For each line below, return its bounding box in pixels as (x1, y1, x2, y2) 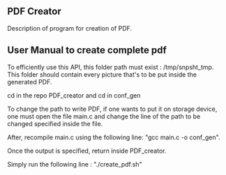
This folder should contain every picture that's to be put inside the (7, 70, 197, 79)
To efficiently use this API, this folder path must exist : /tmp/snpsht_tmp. (7, 63, 214, 71)
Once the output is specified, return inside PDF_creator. (7, 146, 167, 155)
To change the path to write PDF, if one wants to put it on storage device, (7, 105, 218, 113)
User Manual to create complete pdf (7, 45, 167, 56)
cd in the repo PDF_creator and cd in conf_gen (7, 91, 141, 100)
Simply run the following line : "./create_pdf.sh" (7, 160, 142, 168)
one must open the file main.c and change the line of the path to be (7, 112, 201, 121)
